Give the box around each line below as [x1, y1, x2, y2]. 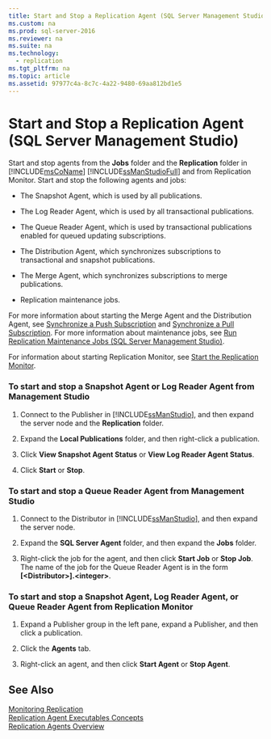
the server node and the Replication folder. [19, 418, 164, 428]
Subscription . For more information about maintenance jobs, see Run [8, 328, 237, 338]
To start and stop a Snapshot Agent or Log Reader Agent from [8, 381, 255, 392]
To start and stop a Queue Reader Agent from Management [8, 485, 244, 496]
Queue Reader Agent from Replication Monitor [8, 601, 194, 612]
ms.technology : [8, 49, 60, 57]
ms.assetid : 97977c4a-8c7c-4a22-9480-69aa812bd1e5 [8, 79, 182, 87]
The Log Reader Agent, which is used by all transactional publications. [19, 207, 254, 217]
